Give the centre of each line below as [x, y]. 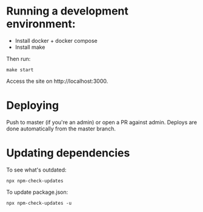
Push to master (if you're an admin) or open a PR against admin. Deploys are [102, 122]
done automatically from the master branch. [61, 129]
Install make [30, 47]
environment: [41, 24]
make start [20, 70]
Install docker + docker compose [56, 40]
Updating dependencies [68, 153]
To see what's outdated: [36, 170]
